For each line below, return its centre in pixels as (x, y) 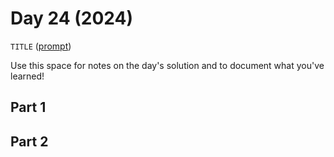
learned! (27, 76)
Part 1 (28, 107)
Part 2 (29, 141)
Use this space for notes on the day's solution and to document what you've (167, 65)
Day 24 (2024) (72, 18)
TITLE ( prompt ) (41, 46)
